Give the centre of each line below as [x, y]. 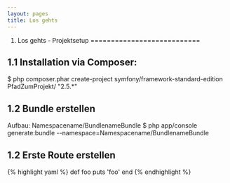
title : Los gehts [33, 20]
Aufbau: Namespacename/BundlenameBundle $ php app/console [102, 126]
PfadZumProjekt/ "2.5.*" [42, 87]
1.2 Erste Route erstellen [61, 155]
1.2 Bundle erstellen [52, 108]
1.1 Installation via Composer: [72, 62]
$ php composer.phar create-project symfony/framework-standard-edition [115, 79]
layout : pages [28, 14]
